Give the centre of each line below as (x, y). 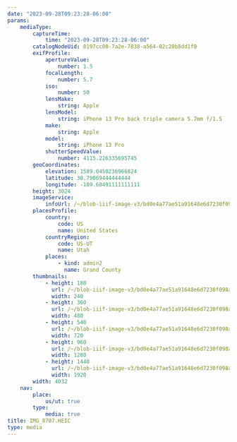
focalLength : (64, 73)
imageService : (53, 198)
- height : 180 (66, 283)
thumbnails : (50, 276)
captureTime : (52, 34)
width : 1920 (69, 375)
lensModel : (61, 112)
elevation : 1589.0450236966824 (91, 171)
